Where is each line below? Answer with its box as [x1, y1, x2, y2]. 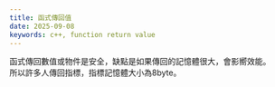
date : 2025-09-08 [9, 22, 75, 31]
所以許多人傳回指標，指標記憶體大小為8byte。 [9, 67, 182, 78]
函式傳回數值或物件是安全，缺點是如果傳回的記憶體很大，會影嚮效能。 [9, 56, 271, 67]
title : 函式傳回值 [9, 13, 72, 23]
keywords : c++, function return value [9, 30, 156, 39]
